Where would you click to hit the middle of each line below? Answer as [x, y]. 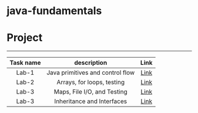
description [90, 63]
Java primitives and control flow [91, 73]
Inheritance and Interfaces [91, 101]
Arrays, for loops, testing [91, 82]
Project [25, 38]
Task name [25, 63]
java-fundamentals [54, 11]
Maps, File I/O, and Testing [91, 92]
